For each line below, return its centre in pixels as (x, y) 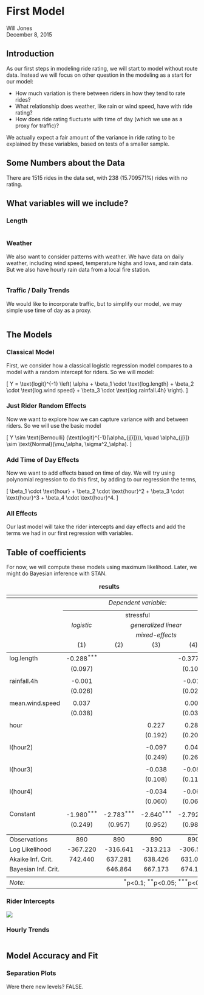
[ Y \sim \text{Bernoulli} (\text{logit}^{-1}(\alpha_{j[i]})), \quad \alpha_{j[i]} (98, 437)
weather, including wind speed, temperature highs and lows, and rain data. (100, 263)
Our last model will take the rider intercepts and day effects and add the (96, 527)
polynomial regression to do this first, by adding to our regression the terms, (102, 480)
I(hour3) (21, 769)
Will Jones (19, 28)
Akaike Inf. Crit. (31, 859)
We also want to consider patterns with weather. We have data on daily (95, 257)
